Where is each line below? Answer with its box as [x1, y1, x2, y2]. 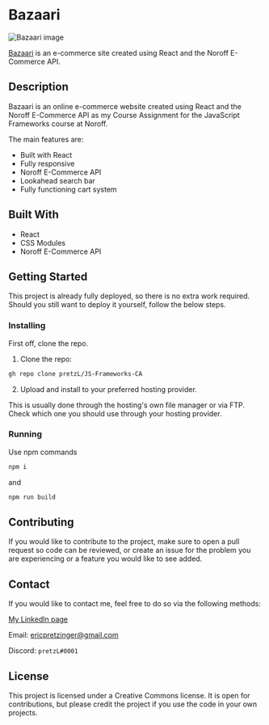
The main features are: [8, 134, 84, 144]
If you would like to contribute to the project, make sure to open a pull [8, 537, 240, 546]
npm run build [8, 493, 57, 501]
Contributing [8, 515, 74, 529]
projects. [8, 708, 38, 718]
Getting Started [8, 269, 88, 284]
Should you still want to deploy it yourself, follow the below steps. [8, 300, 226, 310]
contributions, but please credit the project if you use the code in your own [8, 699, 258, 709]
